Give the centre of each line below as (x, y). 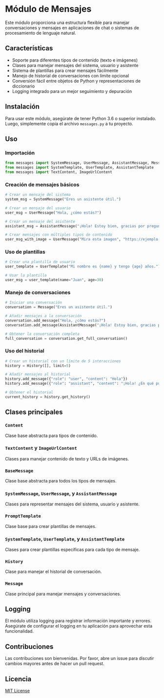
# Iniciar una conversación (34, 303)
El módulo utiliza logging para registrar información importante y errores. (78, 621)
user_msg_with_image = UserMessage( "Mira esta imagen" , (63, 240)
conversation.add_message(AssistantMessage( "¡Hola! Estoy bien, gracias (81, 325)
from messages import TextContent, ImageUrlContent (59, 172)
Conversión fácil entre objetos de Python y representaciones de (76, 81)
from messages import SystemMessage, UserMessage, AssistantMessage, (77, 163)
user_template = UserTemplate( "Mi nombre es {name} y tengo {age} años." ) (83, 267)
